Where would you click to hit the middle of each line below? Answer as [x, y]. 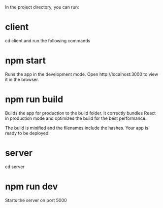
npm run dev [32, 186]
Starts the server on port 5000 [36, 200]
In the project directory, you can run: [42, 7]
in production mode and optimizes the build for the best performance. [76, 118]
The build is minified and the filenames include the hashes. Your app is [77, 128]
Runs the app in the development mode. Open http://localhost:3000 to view [82, 74]
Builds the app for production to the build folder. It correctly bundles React [81, 113]
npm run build [34, 99]
